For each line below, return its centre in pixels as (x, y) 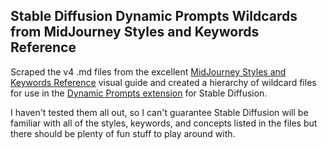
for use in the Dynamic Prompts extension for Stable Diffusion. (139, 93)
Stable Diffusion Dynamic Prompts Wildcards (154, 16)
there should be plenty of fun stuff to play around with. (123, 133)
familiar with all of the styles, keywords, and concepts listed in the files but (164, 123)
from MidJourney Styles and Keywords (135, 32)
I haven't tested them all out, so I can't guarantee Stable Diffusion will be (159, 112)
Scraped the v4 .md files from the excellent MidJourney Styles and (148, 71)
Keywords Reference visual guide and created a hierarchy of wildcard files (163, 82)
